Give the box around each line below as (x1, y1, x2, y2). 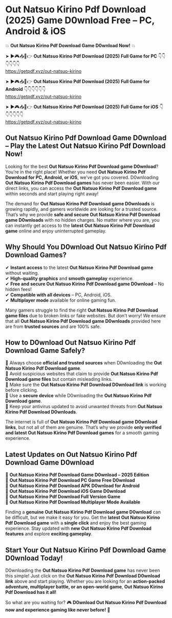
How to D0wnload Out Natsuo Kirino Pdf (5, 338, 136, 347)
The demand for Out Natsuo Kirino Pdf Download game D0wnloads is (5, 200, 155, 206)
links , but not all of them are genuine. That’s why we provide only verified (5, 424, 162, 431)
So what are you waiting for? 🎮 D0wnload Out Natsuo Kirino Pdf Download (5, 600, 167, 605)
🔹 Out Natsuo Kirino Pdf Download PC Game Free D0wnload (5, 477, 135, 484)
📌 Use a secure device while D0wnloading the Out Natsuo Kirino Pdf (5, 393, 152, 399)
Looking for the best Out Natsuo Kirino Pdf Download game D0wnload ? (5, 163, 159, 169)
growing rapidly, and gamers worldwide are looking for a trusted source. (5, 206, 158, 212)
